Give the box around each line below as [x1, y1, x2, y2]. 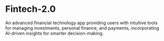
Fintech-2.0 [5, 3, 56, 15]
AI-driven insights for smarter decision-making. [5, 30, 104, 36]
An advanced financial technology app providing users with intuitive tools [5, 20, 158, 26]
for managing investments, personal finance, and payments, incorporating [5, 25, 159, 31]
